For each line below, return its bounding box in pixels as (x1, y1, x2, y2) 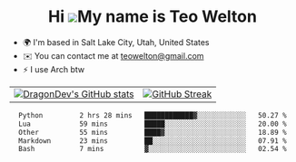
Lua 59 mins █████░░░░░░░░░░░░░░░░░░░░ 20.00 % (17, 119, 288, 129)
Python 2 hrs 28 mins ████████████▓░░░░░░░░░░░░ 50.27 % (17, 110, 288, 119)
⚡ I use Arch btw (22, 63, 85, 74)
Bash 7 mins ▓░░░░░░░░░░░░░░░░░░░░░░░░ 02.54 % (17, 145, 288, 154)
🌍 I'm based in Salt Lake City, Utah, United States (22, 36, 210, 47)
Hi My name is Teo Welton (48, 6, 257, 27)
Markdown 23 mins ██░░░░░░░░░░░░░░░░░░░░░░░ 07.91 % (17, 136, 288, 146)
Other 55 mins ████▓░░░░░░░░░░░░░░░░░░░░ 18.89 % (17, 128, 288, 137)
